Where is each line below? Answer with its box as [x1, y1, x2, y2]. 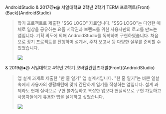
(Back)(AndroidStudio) [5, 10, 51, 16]
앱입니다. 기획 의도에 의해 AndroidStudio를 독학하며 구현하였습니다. [17, 33, 150, 38]
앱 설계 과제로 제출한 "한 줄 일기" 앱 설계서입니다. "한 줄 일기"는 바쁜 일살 [17, 75, 160, 81]
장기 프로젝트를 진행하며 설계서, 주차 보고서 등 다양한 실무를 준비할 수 [26, 39, 161, 45]
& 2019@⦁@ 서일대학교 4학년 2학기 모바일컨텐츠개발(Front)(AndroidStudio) [5, 65, 155, 70]
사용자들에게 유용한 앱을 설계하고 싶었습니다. [17, 94, 105, 100]
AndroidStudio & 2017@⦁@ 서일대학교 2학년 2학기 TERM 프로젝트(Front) [5, 4, 150, 10]
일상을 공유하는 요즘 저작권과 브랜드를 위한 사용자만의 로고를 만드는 [26, 26, 158, 32]
